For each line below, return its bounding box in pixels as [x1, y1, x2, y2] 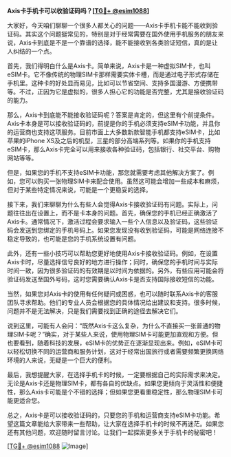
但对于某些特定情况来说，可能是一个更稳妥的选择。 [7, 186, 152, 193]
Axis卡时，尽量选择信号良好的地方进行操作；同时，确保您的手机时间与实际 [7, 258, 219, 266]
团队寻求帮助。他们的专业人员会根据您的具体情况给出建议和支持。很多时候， [7, 299, 224, 306]
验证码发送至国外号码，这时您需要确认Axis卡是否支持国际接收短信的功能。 [7, 275, 219, 283]
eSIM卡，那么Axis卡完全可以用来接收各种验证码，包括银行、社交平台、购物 [7, 145, 221, 153]
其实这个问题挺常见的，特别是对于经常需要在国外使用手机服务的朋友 [25, 30, 218, 38]
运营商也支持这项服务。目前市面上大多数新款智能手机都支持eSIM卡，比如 [12, 128, 221, 136]
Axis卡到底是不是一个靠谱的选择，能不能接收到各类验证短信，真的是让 [19, 39, 219, 47]
